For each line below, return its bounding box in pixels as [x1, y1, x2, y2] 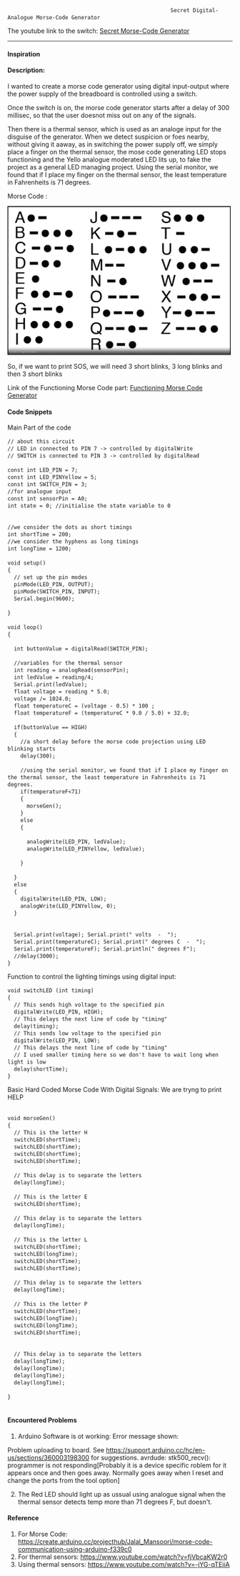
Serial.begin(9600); [14, 595, 75, 603]
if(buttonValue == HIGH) [14, 724, 88, 731]
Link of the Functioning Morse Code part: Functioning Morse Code [7, 384, 203, 392]
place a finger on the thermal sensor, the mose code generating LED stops [7, 147, 226, 156]
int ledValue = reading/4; [14, 674, 94, 681]
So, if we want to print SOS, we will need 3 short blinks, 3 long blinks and [7, 362, 223, 371]
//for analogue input [7, 488, 72, 495]
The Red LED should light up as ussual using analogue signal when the [17, 1490, 226, 1498]
